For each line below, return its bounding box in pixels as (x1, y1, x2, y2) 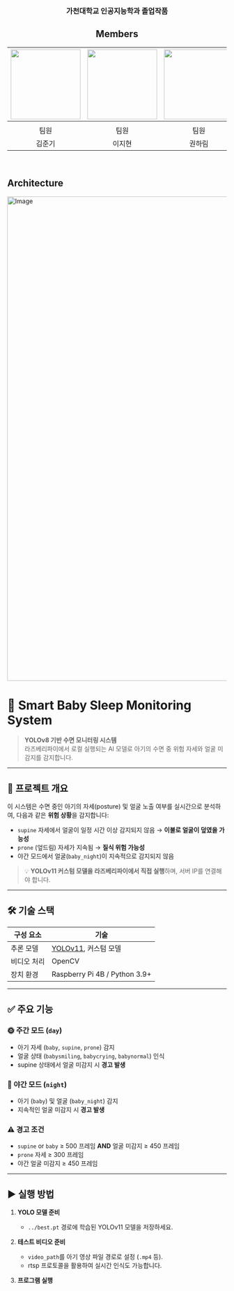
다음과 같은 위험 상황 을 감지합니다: (16, 811, 109, 820)
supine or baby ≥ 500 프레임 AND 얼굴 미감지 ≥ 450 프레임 (17, 1142, 180, 1150)
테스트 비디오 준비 (17, 1238, 66, 1246)
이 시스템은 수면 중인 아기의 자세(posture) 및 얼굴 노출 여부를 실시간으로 (7, 802, 203, 811)
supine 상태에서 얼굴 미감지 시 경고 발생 (17, 1060, 126, 1069)
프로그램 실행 (17, 1276, 54, 1285)
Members (95, 28, 139, 40)
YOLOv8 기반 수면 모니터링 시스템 (24, 736, 117, 744)
